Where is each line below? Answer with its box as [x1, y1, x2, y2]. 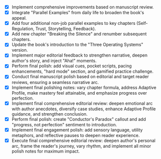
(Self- [136, 20, 148, 26]
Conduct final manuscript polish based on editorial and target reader [11, 74, 149, 79]
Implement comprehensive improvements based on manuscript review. [11, 4, 154, 10]
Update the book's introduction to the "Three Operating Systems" [11, 41, 143, 48]
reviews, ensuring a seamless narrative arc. [11, 79, 99, 85]
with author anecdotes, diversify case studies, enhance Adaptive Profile [11, 106, 156, 112]
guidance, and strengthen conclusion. [11, 111, 88, 117]
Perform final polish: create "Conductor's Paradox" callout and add [11, 116, 146, 122]
